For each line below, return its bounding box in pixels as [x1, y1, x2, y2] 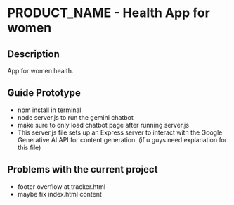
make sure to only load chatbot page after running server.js [17, 120, 190, 129]
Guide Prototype [7, 87, 81, 99]
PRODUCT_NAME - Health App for [7, 5, 211, 21]
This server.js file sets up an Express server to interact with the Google [17, 128, 223, 137]
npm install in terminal [17, 106, 82, 114]
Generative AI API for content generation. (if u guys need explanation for [17, 135, 228, 144]
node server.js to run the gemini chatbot [17, 113, 134, 121]
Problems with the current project [7, 163, 158, 175]
